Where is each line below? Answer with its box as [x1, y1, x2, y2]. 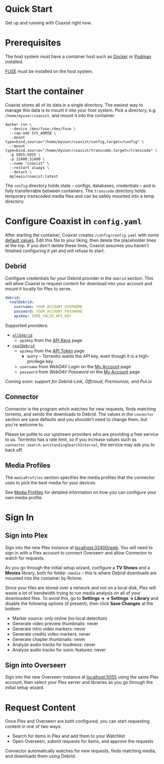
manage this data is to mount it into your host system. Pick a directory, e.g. [5, 107, 157, 113]
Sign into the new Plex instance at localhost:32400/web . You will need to [5, 545, 153, 551]
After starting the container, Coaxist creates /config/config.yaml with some [5, 232, 159, 238]
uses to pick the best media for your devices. [5, 479, 97, 485]
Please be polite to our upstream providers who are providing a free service [5, 431, 159, 437]
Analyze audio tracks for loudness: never [12, 641, 96, 647]
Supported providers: [5, 322, 48, 328]
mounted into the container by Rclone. [5, 575, 83, 581]
